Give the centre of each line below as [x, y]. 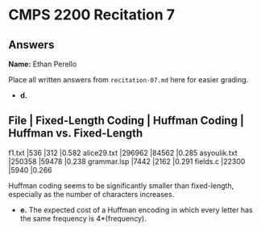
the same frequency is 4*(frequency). [83, 218]
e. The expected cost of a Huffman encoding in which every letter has [136, 210]
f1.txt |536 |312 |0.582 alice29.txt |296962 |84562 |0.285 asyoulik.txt [123, 153]
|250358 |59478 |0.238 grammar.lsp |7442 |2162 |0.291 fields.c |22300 [127, 161]
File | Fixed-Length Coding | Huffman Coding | [126, 121]
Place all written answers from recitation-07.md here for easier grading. [128, 80]
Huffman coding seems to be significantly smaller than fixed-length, [121, 185]
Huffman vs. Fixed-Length [76, 134]
